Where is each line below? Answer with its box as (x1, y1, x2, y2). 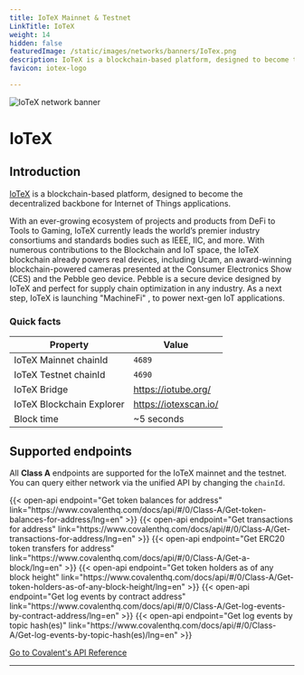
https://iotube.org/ (133, 383, 211, 396)
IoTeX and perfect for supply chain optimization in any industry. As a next (9, 283, 282, 294)
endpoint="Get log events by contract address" (9, 591, 186, 602)
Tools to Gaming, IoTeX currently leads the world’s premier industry (9, 225, 261, 236)
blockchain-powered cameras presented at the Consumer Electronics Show (9, 264, 292, 275)
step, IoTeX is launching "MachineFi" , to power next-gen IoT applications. (9, 292, 285, 304)
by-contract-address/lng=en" (9, 610, 119, 621)
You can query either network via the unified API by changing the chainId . (9, 477, 286, 487)
